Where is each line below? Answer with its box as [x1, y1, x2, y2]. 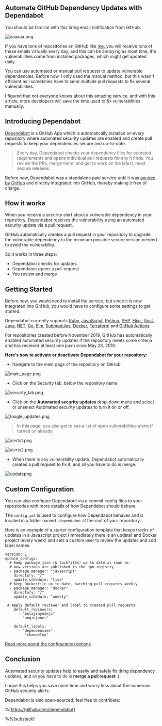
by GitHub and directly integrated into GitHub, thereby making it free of [5, 180, 147, 186]
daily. [5, 58, 16, 65]
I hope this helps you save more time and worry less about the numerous [5, 682, 151, 688]
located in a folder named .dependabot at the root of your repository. [5, 518, 141, 524]
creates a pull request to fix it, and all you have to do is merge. [12, 462, 137, 467]
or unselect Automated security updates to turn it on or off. [12, 404, 130, 410]
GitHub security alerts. [5, 688, 50, 693]
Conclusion [5, 655, 41, 663]
